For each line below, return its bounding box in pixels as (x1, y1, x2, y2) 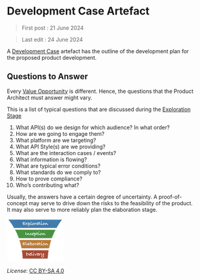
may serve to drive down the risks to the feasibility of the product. (28, 199, 193, 206)
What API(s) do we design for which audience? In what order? (15, 124, 170, 131)
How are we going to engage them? (15, 130, 105, 137)
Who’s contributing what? (15, 181, 79, 188)
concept (7, 199, 28, 206)
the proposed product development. (7, 54, 97, 61)
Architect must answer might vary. (7, 94, 92, 101)
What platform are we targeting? (15, 136, 96, 144)
